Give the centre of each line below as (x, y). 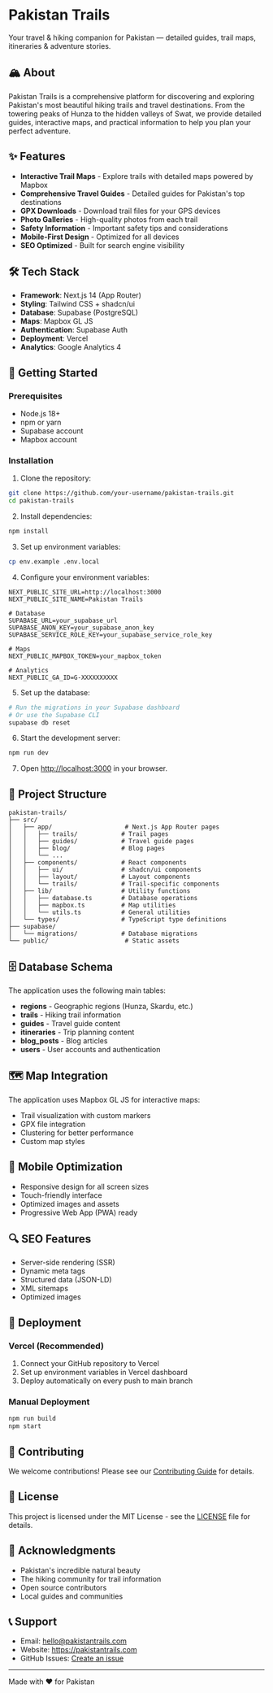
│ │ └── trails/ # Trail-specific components (114, 884)
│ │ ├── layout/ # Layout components (100, 877)
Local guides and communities (71, 1596)
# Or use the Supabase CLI (54, 715)
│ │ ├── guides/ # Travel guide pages (102, 842)
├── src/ (23, 820)
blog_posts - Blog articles (64, 1040)
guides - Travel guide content (70, 1023)
